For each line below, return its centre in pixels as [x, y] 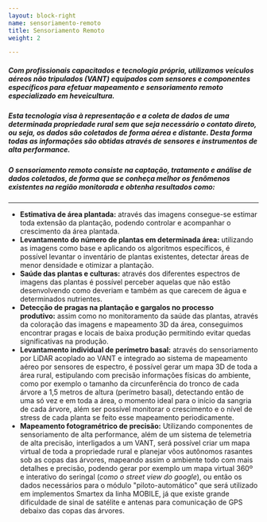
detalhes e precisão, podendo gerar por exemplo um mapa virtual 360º [136, 468]
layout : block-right [43, 16]
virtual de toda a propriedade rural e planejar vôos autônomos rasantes [136, 451]
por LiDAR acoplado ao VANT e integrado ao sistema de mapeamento [133, 358]
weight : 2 [25, 38]
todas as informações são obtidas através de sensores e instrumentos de [133, 141]
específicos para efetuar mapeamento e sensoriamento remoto [116, 87]
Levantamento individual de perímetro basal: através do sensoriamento [139, 349]
